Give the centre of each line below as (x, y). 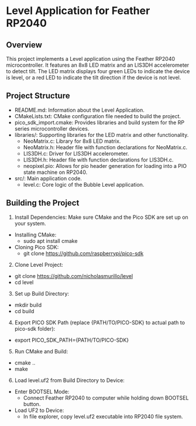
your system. (30, 223)
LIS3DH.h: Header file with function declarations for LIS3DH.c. (98, 160)
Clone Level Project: (39, 264)
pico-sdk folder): (35, 328)
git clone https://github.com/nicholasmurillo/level (74, 276)
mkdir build (28, 305)
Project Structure (38, 96)
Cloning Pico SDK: (37, 247)
